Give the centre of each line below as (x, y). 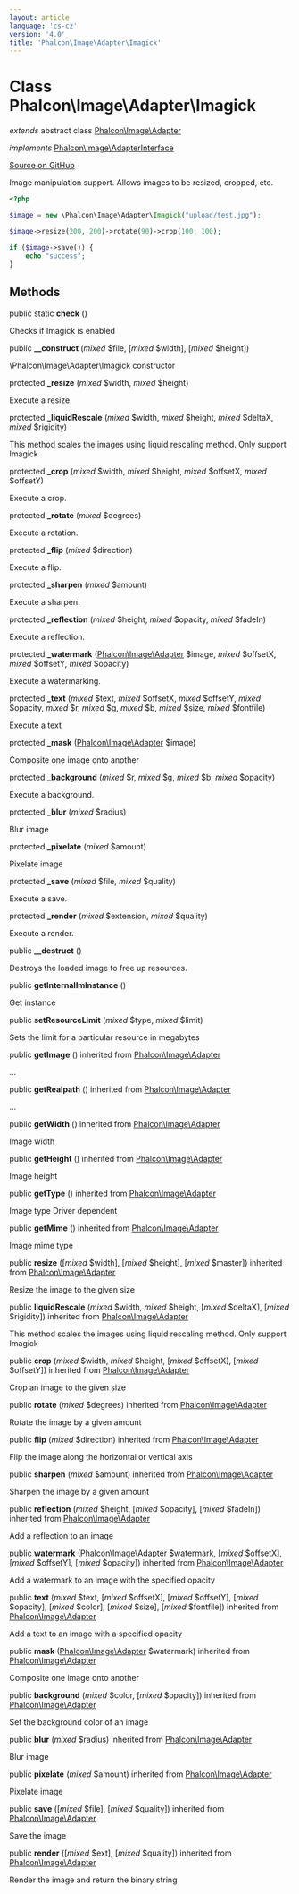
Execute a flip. (36, 567)
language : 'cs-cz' (43, 26)
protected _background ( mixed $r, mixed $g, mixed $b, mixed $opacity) (142, 777)
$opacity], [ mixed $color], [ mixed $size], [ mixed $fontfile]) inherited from (144, 1607)
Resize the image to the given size (72, 1290)
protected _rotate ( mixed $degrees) (75, 516)
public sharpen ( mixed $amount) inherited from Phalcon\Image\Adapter (141, 1474)
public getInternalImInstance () (68, 985)
